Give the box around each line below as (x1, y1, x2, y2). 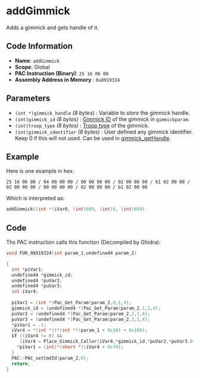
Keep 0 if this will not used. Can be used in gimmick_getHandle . (14, 134, 171, 141)
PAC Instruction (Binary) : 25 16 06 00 (14, 70, 109, 77)
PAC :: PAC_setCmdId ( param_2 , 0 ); (11, 355, 89, 361)
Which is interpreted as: (6, 195, 65, 202)
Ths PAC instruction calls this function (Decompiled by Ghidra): (6, 238, 161, 246)
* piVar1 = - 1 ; (11, 322, 46, 328)
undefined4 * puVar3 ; (11, 283, 62, 289)
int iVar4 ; (11, 289, 39, 295)
